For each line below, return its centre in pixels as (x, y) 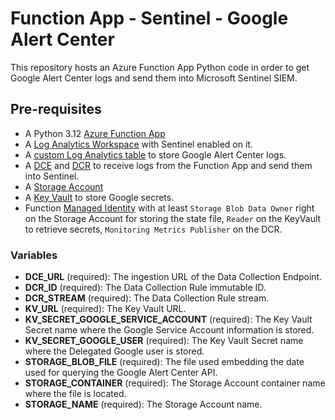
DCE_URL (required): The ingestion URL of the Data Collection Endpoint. (173, 277)
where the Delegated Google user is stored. (114, 351)
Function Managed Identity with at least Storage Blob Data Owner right (169, 208)
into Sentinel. (52, 176)
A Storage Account (64, 186)
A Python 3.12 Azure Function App (95, 133)
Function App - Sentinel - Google (149, 18)
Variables (34, 255)
